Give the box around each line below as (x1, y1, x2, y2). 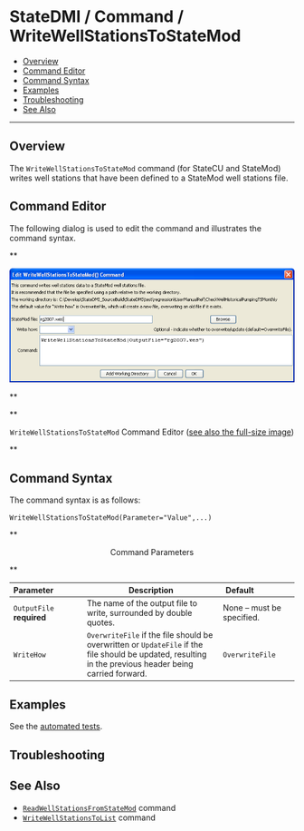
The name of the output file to (86, 597, 197, 609)
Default (225, 584, 255, 595)
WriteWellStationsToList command (22, 812, 157, 823)
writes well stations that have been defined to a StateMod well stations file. (9, 172, 289, 183)
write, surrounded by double (86, 607, 193, 618)
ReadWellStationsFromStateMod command (22, 802, 176, 813)
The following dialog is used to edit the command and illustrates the (9, 222, 262, 233)
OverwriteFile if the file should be (86, 630, 214, 640)
